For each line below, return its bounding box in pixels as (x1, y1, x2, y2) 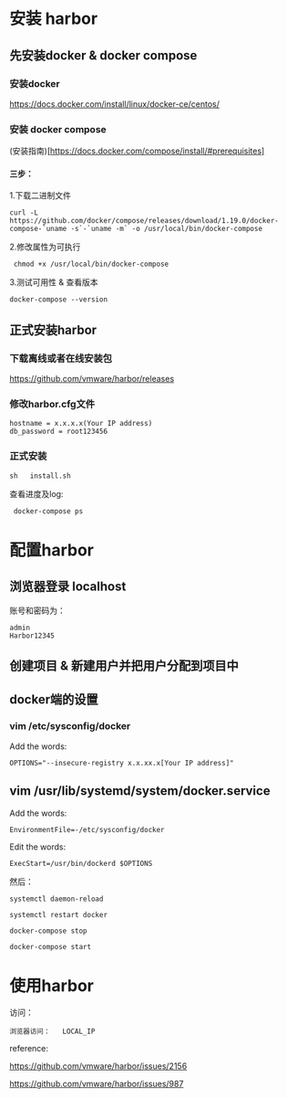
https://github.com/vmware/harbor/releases (9, 374, 175, 385)
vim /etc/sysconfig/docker (9, 720, 131, 733)
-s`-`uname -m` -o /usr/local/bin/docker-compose (70, 225, 262, 234)
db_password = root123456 (9, 427, 108, 437)
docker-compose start (9, 942, 92, 951)
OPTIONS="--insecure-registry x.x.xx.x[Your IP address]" (9, 758, 234, 767)
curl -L (9, 208, 39, 217)
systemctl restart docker (9, 910, 108, 919)
